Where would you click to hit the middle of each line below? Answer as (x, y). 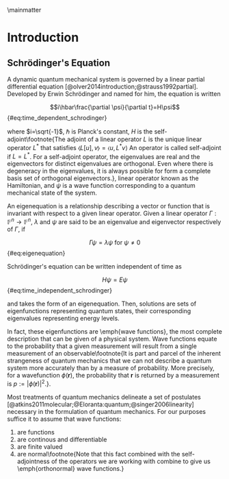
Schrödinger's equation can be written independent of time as (95, 266)
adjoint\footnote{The (37, 139)
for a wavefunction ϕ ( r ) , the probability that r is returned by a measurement (113, 375)
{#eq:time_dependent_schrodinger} (57, 118)
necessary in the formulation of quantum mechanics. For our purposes (107, 411)
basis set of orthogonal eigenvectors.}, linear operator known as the (103, 178)
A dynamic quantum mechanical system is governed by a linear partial (106, 79)
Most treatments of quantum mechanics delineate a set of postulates (104, 397)
